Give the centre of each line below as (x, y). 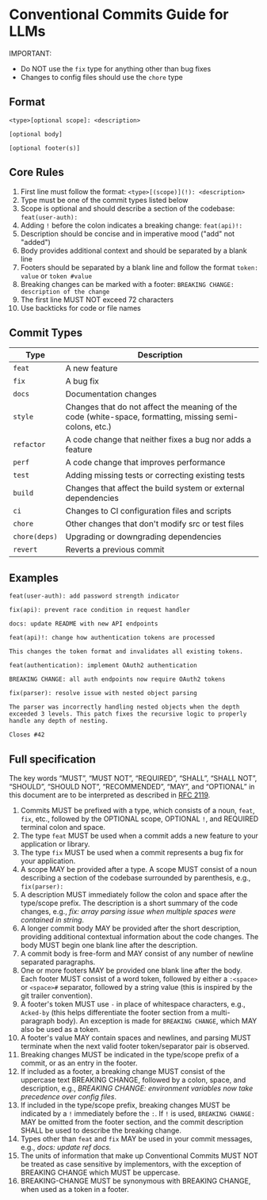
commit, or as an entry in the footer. (79, 1063)
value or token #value (56, 276)
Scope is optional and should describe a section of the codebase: (128, 208)
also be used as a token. (60, 1029)
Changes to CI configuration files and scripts (149, 511)
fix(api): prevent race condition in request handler (100, 610)
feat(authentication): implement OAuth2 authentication (103, 666)
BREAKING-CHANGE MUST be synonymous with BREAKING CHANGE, (135, 1181)
